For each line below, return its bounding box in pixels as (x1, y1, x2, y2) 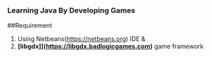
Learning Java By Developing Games (7, 6, 136, 15)
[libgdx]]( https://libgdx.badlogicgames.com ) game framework (17, 42, 204, 51)
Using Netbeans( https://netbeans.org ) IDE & (17, 35, 146, 43)
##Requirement (7, 22, 53, 30)
